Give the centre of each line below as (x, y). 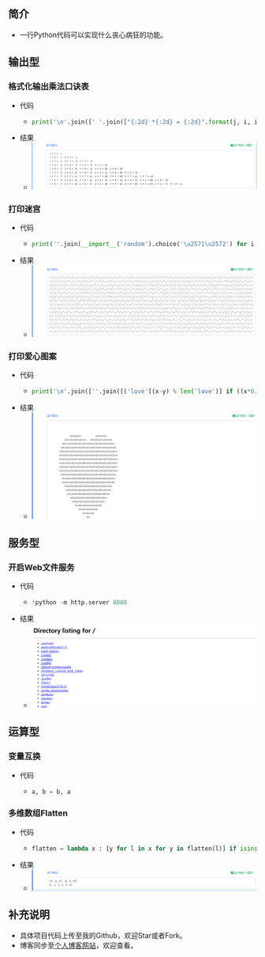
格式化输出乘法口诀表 (49, 87)
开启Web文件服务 (41, 567)
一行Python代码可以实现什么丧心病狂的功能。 (93, 35)
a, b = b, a (51, 792)
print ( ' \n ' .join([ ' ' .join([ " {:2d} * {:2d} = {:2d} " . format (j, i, (141, 122)
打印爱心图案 (33, 356)
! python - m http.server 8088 (79, 603)
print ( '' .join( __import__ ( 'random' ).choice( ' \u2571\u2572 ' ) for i (143, 244)
